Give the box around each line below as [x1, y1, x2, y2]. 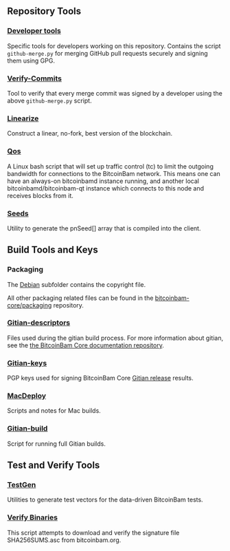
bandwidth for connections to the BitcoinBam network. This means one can [7, 169, 221, 177]
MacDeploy [7, 391, 47, 401]
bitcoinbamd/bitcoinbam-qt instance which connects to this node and [7, 184, 205, 192]
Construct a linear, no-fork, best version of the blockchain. [7, 129, 173, 138]
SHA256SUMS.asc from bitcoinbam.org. [7, 536, 122, 544]
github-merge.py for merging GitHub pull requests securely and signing [7, 49, 208, 57]
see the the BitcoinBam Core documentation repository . [7, 341, 165, 349]
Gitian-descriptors [7, 318, 71, 327]
